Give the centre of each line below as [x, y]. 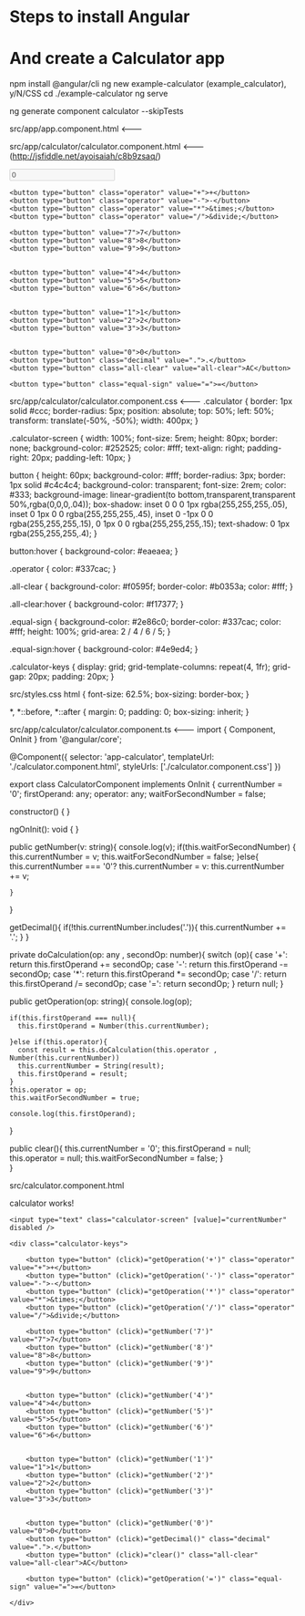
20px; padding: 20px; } [71, 677]
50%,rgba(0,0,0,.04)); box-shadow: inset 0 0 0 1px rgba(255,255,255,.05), [149, 504]
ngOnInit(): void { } [44, 829]
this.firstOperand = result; [73, 1074]
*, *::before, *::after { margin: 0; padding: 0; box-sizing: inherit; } [129, 712]
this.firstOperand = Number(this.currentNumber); [113, 1026]
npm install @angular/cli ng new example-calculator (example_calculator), [148, 84]
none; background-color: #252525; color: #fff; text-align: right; [127, 448]
